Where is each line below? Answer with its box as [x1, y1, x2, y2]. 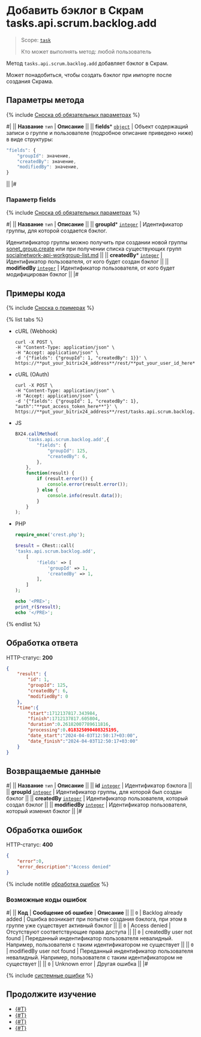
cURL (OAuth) [14, 371, 50, 378]
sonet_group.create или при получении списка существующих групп [6, 245, 182, 253]
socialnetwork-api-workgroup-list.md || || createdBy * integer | [6, 252, 163, 259]
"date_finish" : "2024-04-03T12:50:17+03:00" [28, 738, 138, 744]
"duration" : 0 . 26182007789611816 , [28, 722, 112, 728]
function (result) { [26, 470, 75, 476]
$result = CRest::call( [14, 543, 75, 549]
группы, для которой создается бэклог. [6, 227, 107, 235]
